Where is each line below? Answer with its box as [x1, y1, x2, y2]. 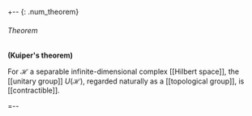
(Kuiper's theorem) [7, 50, 74, 60]
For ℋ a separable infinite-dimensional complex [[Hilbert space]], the [7, 67, 240, 76]
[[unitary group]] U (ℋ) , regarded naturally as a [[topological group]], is [7, 76, 245, 86]
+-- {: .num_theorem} [7, 7, 79, 16]
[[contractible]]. [7, 85, 60, 96]
